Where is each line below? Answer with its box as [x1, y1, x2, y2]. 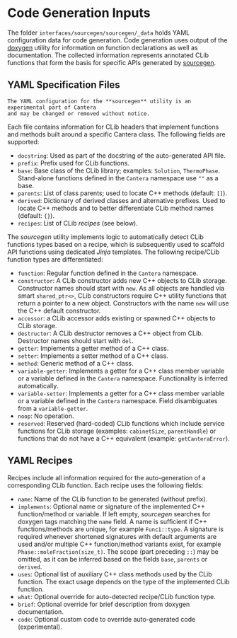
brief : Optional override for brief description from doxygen [17, 600, 190, 608]
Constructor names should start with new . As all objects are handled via [17, 284, 225, 292]
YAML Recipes [7, 455, 73, 467]
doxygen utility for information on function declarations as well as [7, 43, 198, 52]
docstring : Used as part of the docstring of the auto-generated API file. [17, 151, 226, 160]
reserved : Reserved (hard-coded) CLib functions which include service [17, 419, 225, 427]
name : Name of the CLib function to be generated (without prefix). [17, 494, 208, 503]
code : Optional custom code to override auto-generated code [17, 615, 196, 623]
